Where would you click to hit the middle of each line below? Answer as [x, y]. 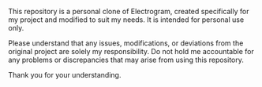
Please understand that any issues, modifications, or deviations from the [126, 43]
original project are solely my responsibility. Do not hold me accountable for [131, 51]
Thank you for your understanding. [65, 75]
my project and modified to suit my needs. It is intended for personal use [126, 20]
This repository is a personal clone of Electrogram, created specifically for [129, 11]
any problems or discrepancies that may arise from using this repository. [126, 60]
